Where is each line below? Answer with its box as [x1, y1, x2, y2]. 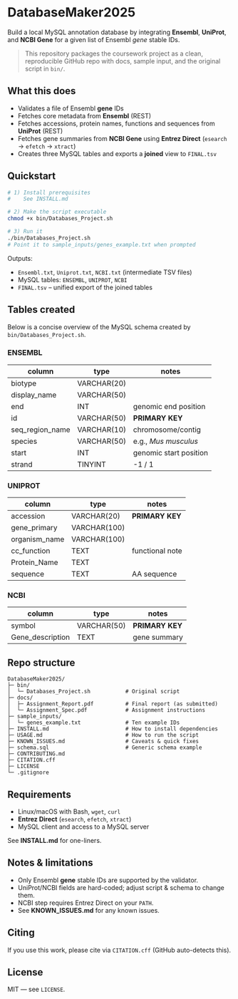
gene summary [133, 632, 183, 642]
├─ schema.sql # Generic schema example [7, 744, 202, 752]
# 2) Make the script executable [7, 208, 107, 216]
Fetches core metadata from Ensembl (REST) [17, 111, 152, 120]
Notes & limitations [7, 856, 94, 869]
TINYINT [77, 459, 107, 469]
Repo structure [7, 656, 76, 668]
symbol [11, 621, 36, 631]
